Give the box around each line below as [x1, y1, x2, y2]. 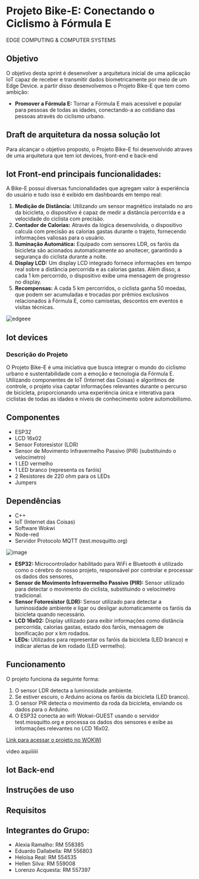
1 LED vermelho [14, 459, 53, 467]
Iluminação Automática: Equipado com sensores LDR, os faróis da [14, 241, 179, 248]
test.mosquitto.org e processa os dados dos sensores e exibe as [14, 718, 173, 726]
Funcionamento [6, 660, 66, 670]
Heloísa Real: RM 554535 [14, 854, 77, 861]
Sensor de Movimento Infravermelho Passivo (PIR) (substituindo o [14, 447, 176, 454]
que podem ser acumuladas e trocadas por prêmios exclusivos [14, 291, 169, 298]
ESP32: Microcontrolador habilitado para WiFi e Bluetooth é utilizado [14, 560, 184, 567]
